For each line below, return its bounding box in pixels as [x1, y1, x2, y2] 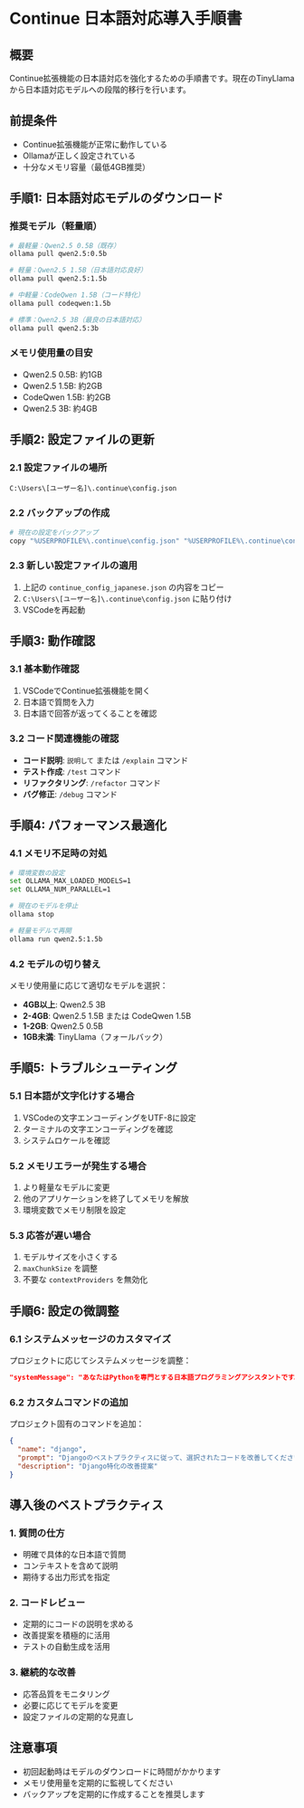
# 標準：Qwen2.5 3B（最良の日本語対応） [9, 315, 147, 324]
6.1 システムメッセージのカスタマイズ [9, 1332, 172, 1345]
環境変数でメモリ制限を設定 [22, 1204, 127, 1215]
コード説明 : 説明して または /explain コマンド [22, 755, 189, 766]
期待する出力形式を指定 [22, 1572, 110, 1583]
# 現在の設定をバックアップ [9, 528, 100, 537]
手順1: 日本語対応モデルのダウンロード [9, 191, 224, 206]
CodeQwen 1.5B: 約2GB [22, 391, 111, 403]
